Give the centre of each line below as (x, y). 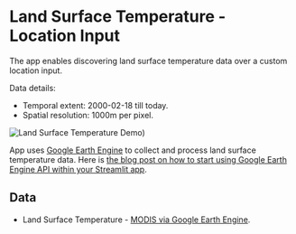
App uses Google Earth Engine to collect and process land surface (133, 150)
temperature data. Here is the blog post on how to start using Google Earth (148, 159)
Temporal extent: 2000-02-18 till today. (95, 105)
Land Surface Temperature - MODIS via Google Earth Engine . (136, 220)
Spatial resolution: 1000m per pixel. (88, 115)
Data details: (32, 88)
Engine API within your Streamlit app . (78, 169)
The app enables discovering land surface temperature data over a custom (148, 61)
